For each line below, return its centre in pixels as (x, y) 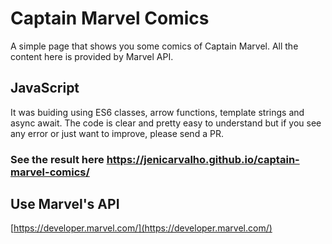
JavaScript (45, 88)
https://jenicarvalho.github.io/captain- (203, 159)
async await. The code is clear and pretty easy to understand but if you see (166, 123)
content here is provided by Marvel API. (92, 56)
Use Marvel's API (65, 204)
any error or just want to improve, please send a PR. (117, 133)
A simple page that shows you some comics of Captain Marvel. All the (154, 46)
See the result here (57, 159)
